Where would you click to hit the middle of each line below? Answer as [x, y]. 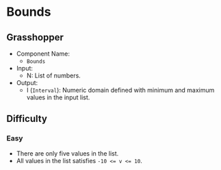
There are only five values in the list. [67, 153]
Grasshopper [35, 37]
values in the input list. [58, 97]
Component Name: [43, 53]
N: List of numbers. [54, 75]
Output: [27, 83]
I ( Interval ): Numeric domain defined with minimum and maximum [120, 90]
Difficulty [27, 119]
